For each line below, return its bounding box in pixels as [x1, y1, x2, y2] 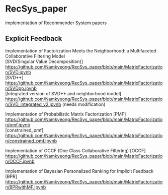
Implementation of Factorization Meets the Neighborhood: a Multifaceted [5, 47, 157, 53]
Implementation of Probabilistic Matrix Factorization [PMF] [5, 111, 126, 117]
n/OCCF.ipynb [5, 158, 35, 164]
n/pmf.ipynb [5, 121, 30, 127]
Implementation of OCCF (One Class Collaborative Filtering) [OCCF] [5, 147, 146, 154]
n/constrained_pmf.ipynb [5, 138, 57, 144]
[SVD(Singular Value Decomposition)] [5, 58, 83, 64]
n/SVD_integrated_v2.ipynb [5, 101, 61, 107]
